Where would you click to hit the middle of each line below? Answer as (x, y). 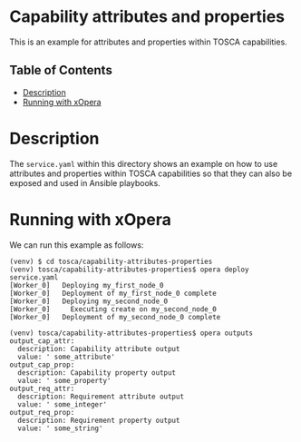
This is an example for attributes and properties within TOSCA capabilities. (148, 42)
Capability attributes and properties (147, 17)
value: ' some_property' (64, 380)
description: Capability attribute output (99, 349)
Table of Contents (61, 70)
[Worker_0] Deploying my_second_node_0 (89, 301)
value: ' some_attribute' (67, 357)
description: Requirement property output (99, 420)
